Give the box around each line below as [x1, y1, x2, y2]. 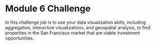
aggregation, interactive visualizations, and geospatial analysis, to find [5, 24, 150, 30]
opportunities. [5, 35, 34, 41]
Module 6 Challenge [5, 3, 91, 14]
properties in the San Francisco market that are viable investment [5, 30, 140, 36]
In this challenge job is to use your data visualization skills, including [5, 19, 146, 25]
